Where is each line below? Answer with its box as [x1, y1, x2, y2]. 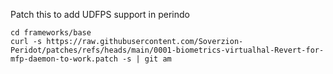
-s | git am [121, 54, 172, 64]
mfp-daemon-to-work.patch [10, 54, 118, 64]
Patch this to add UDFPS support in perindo [10, 9, 190, 20]
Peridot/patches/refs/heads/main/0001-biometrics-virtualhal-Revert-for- [10, 45, 325, 55]
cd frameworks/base [10, 28, 92, 38]
